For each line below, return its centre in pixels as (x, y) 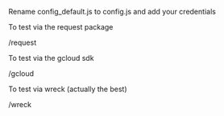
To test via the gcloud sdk (51, 58)
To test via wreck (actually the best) (68, 89)
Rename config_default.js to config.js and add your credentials (112, 12)
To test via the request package (61, 27)
